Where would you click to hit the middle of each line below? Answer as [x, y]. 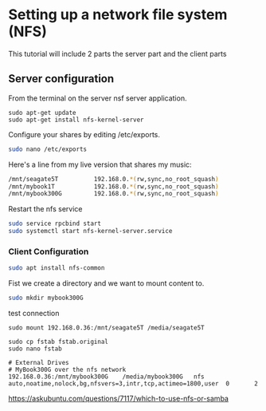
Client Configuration [49, 251]
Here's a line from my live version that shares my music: [100, 164]
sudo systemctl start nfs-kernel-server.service [90, 231]
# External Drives [39, 363]
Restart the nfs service [45, 209]
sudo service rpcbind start [55, 224]
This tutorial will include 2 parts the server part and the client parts [117, 53]
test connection [34, 314]
